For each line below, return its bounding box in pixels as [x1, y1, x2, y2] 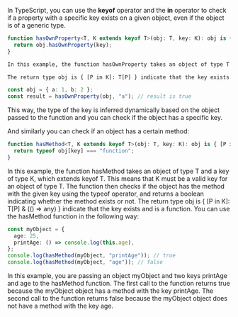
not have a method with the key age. [7, 301, 114, 310]
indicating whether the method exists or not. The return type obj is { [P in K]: [7, 196, 230, 205]
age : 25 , [13, 232, 40, 240]
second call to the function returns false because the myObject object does [7, 294, 228, 302]
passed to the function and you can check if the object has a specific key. [7, 113, 223, 122]
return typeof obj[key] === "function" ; [13, 148, 135, 155]
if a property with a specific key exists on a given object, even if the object [7, 13, 225, 22]
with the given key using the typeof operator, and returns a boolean [7, 189, 204, 198]
